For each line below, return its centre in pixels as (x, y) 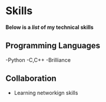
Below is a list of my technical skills (49, 27)
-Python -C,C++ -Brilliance (38, 60)
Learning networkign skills (46, 93)
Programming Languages (53, 46)
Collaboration (31, 79)
